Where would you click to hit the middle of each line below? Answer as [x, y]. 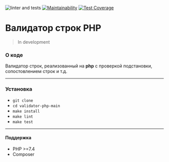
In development [34, 42]
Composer [23, 154]
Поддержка [18, 138]
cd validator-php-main [36, 106]
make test [23, 122]
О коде [14, 55]
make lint [23, 116]
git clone [23, 101]
